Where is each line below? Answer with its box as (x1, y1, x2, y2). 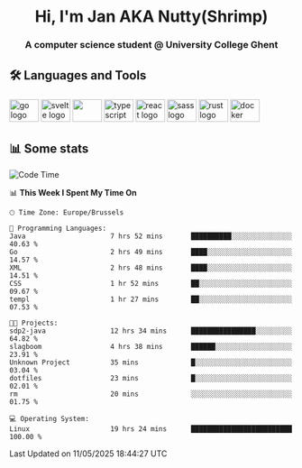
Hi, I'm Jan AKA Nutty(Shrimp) (34, 6, 269, 27)
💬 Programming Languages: (9, 224, 106, 234)
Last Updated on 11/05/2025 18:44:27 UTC (9, 448, 168, 459)
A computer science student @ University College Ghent (24, 39, 279, 51)
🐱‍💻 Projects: (9, 318, 59, 328)
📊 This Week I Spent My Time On (9, 188, 137, 198)
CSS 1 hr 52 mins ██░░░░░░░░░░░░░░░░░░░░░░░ (9, 280, 293, 289)
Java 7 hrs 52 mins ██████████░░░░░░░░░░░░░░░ (9, 232, 293, 241)
